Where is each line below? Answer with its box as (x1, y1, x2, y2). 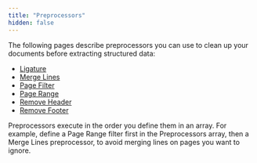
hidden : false (8, 19, 55, 27)
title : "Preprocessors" (8, 11, 86, 20)
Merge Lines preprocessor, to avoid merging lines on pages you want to (8, 137, 241, 147)
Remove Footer (19, 105, 69, 114)
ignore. (8, 146, 31, 155)
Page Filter (19, 80, 55, 90)
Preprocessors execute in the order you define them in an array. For (8, 121, 227, 130)
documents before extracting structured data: (8, 49, 156, 58)
